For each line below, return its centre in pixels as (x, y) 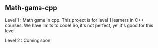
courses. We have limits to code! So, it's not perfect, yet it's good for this (79, 25)
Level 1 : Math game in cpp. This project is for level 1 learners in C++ (75, 20)
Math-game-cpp (31, 8)
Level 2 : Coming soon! (28, 40)
